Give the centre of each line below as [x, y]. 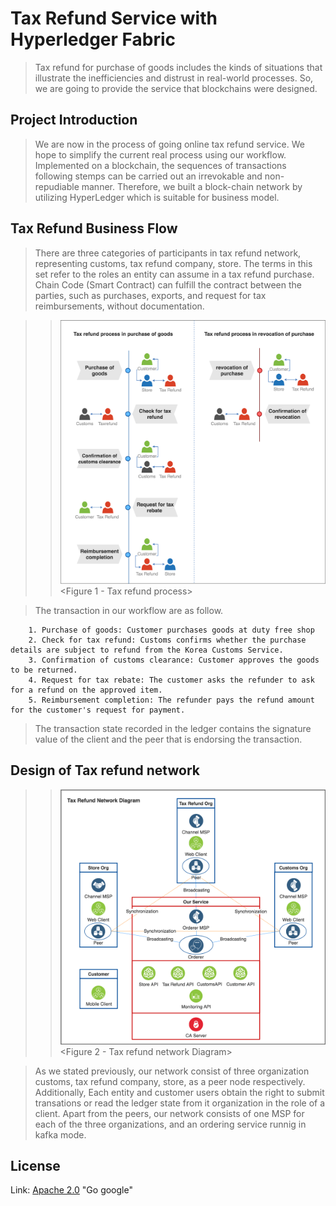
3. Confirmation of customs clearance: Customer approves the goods [174, 660]
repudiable [57, 186]
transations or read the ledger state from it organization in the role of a [180, 1103]
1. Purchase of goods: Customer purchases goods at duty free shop [171, 630]
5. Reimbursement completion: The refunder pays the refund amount [171, 700]
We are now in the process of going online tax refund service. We [169, 144]
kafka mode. [60, 1134]
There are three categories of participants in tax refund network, [168, 253]
